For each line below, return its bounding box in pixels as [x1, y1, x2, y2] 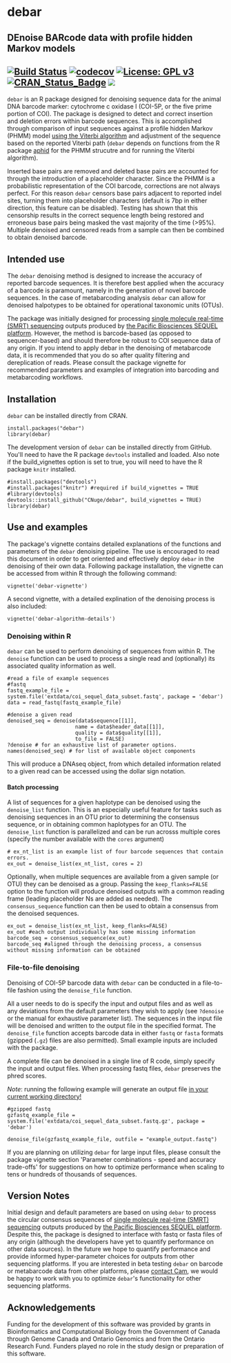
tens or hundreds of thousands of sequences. [7, 1169, 137, 1178]
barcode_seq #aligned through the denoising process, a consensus [7, 941, 202, 948]
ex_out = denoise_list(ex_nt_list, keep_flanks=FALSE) [7, 923, 168, 930]
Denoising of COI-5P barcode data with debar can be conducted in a [7, 979, 201, 987]
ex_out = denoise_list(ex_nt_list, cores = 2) [7, 861, 143, 867]
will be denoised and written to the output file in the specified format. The [7, 1021, 216, 1030]
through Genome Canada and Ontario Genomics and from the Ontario [7, 1335, 205, 1343]
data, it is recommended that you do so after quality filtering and [7, 351, 190, 359]
